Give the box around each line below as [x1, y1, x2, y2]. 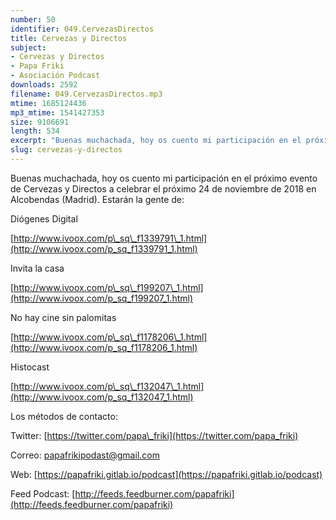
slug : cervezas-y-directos [10, 145, 123, 155]
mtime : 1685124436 [10, 98, 87, 108]
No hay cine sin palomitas [10, 311, 117, 323]
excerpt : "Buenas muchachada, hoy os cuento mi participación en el [10, 136, 302, 146]
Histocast [10, 361, 50, 373]
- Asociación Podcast [10, 71, 101, 81]
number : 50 [10, 14, 56, 25]
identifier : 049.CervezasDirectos [10, 24, 155, 34]
